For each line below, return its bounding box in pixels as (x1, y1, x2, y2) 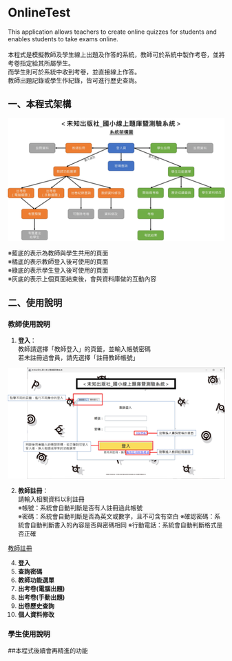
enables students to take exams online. (8, 34, 119, 43)
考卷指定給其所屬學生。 (8, 59, 74, 67)
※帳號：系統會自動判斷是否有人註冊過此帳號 (17, 504, 143, 512)
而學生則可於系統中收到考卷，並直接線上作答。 (8, 67, 140, 76)
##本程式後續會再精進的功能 (8, 646, 88, 655)
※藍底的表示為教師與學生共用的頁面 (8, 249, 109, 258)
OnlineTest (8, 5, 71, 21)
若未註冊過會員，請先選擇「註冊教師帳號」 (17, 353, 139, 361)
